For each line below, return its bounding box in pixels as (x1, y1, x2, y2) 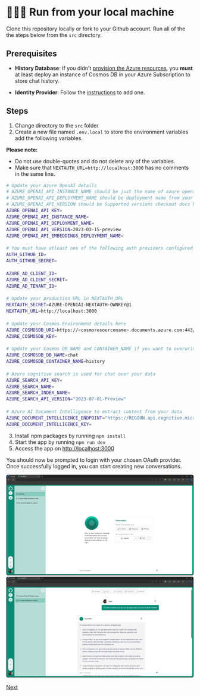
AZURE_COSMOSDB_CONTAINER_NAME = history (6, 359, 105, 365)
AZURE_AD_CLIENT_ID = (6, 271, 58, 276)
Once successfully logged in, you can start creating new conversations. (6, 462, 182, 470)
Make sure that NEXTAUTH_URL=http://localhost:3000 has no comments (14, 164, 189, 171)
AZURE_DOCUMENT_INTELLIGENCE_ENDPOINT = (6, 415, 105, 421)
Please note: (6, 146, 38, 153)
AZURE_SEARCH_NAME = (6, 384, 55, 390)
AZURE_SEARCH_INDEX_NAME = (6, 390, 70, 396)
